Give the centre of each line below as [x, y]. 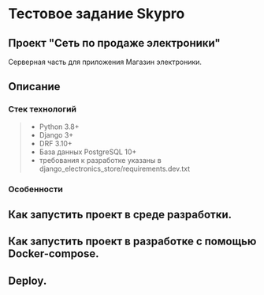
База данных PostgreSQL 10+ [88, 152]
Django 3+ [56, 134]
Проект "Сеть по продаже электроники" [114, 43]
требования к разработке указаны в [100, 160]
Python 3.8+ [59, 127]
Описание [34, 87]
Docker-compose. [54, 254]
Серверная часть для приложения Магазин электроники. [105, 62]
